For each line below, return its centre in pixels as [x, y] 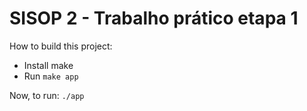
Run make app [51, 76]
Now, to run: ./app [47, 95]
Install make [48, 65]
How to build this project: [61, 46]
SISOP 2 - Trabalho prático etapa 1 [154, 18]
